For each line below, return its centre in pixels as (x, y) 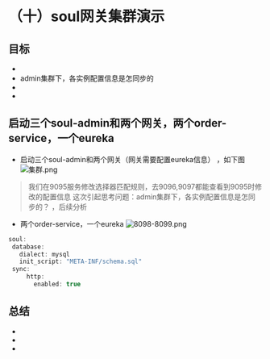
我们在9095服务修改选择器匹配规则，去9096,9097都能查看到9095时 (141, 186)
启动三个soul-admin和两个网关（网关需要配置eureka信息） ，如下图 (133, 159)
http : (35, 277)
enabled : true (57, 284)
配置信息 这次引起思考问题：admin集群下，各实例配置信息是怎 (145, 196)
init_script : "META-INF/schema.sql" (81, 262)
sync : (21, 269)
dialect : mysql (44, 254)
